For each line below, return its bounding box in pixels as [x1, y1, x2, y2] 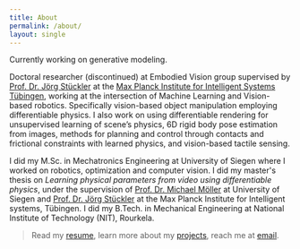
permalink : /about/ [9, 21, 82, 30]
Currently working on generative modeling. [9, 55, 167, 65]
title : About [9, 13, 58, 22]
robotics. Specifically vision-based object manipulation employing [34, 100, 278, 111]
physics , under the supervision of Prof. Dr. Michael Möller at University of [9, 185, 280, 195]
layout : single [9, 30, 66, 39]
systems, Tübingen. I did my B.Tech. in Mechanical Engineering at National [9, 203, 285, 214]
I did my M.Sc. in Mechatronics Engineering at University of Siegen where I [9, 156, 286, 167]
